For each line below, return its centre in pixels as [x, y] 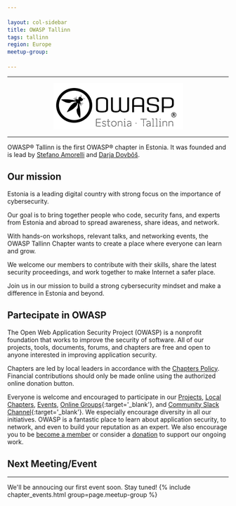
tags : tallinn [28, 37]
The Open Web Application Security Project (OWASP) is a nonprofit [105, 332]
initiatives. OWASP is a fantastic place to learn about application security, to [117, 419]
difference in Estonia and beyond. [56, 293]
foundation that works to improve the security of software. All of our [106, 340]
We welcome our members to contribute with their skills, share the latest [112, 265]
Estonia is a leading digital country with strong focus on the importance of [114, 194]
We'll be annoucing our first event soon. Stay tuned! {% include [99, 487]
